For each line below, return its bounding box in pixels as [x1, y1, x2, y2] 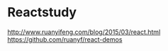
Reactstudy [7, 4, 77, 21]
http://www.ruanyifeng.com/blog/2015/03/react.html [7, 28, 161, 36]
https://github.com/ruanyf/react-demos [7, 35, 123, 43]
